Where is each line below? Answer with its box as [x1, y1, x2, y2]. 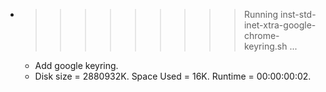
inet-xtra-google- [243, 19, 317, 31]
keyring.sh [243, 40, 288, 52]
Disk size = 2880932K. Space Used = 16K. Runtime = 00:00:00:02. [34, 70, 312, 82]
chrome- [243, 30, 280, 41]
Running [243, 9, 279, 20]
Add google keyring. [34, 60, 119, 71]
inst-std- [279, 9, 317, 20]
